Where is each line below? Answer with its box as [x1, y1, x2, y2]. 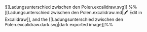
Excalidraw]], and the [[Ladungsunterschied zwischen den [4, 16, 124, 22]
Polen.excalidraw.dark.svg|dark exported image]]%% [4, 22, 113, 27]
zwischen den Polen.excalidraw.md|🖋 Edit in [50, 10, 143, 15]
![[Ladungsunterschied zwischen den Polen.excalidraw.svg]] [4, 4, 128, 10]
